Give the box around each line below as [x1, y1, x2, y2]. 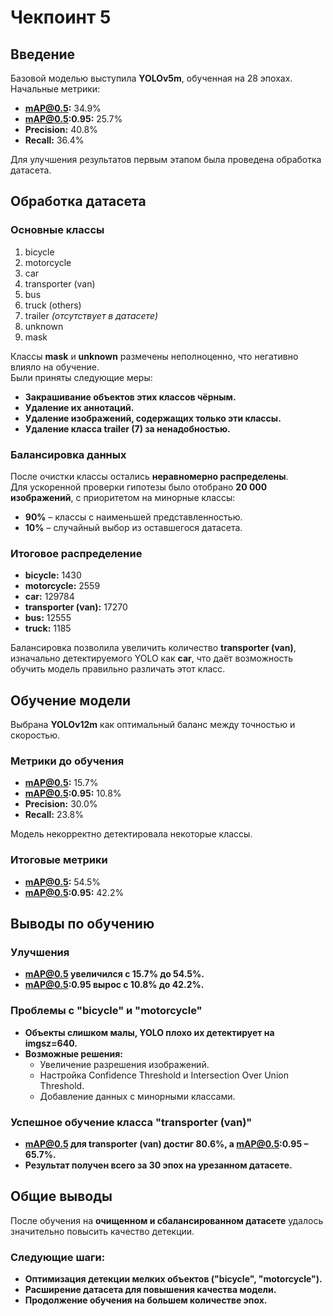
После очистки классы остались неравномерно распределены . [10, 470, 289, 482]
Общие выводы [10, 1188, 113, 1205]
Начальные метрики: [10, 83, 101, 95]
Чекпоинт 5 [10, 6, 112, 29]
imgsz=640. [24, 1037, 78, 1049]
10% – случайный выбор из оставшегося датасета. [24, 521, 243, 533]
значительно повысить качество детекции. [10, 1225, 195, 1237]
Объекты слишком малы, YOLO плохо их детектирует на [24, 1026, 275, 1038]
